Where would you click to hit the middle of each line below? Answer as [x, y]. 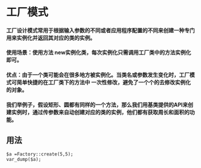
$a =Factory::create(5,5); [40, 154]
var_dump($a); [24, 160]
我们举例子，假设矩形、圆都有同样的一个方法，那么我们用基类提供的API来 [97, 105]
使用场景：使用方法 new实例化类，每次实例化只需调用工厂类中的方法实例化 [99, 53]
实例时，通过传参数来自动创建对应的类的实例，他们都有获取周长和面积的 [100, 112]
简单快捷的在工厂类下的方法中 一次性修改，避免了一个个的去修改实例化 [104, 82]
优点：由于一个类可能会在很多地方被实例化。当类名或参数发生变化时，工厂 [98, 75]
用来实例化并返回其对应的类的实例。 [51, 38]
